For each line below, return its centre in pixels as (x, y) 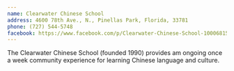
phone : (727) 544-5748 (40, 26)
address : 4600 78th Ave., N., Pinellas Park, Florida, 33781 (98, 20)
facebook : (22, 33)
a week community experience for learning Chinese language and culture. (114, 61)
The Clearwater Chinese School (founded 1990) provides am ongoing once (115, 53)
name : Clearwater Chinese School (56, 14)
